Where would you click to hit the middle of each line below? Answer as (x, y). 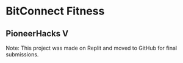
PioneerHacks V (37, 34)
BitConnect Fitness (55, 11)
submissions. (22, 55)
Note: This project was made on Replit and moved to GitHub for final (91, 48)
